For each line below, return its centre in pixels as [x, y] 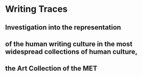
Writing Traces [37, 9]
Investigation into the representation [63, 27]
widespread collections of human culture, [71, 52]
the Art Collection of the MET [51, 68]
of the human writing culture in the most [69, 44]
